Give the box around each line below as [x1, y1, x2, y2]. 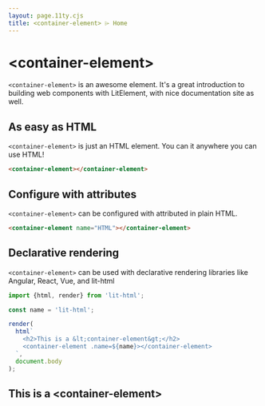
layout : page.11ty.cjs [8, 11, 84, 20]
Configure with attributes [8, 187, 137, 201]
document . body [15, 357, 62, 365]
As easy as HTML [8, 120, 97, 133]
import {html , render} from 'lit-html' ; [8, 291, 145, 300]
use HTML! [8, 149, 45, 160]
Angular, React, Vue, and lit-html [8, 276, 115, 285]
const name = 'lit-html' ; [8, 305, 94, 314]
